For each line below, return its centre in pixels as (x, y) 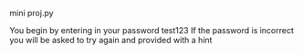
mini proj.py (31, 13)
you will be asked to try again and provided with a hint (111, 40)
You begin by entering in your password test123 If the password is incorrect (152, 30)
